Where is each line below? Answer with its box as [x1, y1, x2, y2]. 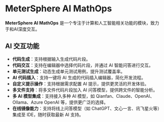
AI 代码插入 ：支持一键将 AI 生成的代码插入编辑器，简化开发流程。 [12, 75, 146, 81]
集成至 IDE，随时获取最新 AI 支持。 [12, 112, 84, 118]
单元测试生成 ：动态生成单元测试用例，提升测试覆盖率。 [12, 68, 125, 74]
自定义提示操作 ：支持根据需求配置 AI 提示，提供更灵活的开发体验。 [12, 81, 149, 86]
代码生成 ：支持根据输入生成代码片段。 [12, 56, 90, 62]
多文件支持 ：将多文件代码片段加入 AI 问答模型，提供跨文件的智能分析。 [12, 87, 158, 93]
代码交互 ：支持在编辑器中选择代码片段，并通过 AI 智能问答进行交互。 [12, 62, 154, 68]
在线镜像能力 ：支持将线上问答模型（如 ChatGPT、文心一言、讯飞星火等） [12, 105, 160, 111]
